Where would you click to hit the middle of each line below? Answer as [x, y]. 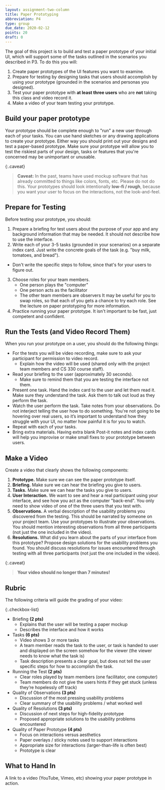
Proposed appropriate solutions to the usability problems [78, 719]
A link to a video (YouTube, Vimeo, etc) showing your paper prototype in [79, 778]
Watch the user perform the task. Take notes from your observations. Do [86, 406]
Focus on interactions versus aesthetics [60, 735]
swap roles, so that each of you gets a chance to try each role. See [88, 300]
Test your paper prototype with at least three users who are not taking [84, 93]
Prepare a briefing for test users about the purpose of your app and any [85, 229]
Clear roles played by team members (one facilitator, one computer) [89, 677]
